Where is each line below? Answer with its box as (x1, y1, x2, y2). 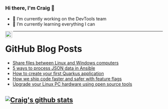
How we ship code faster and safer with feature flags (12, 76, 122, 82)
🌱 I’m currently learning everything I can (12, 21, 95, 27)
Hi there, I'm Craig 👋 (5, 4, 55, 11)
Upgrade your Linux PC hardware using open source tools (12, 81, 132, 87)
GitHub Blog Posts (5, 43, 82, 54)
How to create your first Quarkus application (12, 70, 104, 76)
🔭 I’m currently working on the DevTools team (12, 16, 106, 22)
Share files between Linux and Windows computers (12, 60, 119, 66)
